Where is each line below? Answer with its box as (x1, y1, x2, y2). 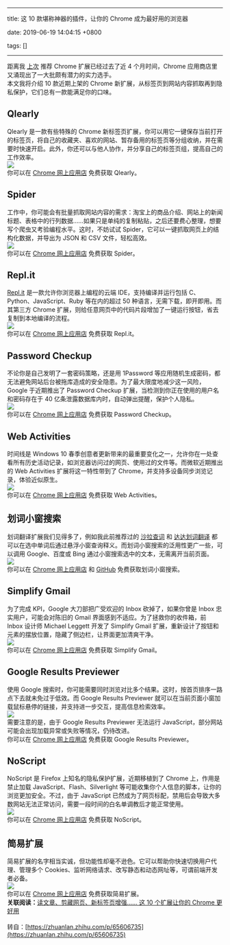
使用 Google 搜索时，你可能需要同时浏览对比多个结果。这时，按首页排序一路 (7, 685, 223, 694)
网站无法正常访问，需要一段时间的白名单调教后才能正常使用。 (12, 800, 187, 808)
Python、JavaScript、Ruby (7, 297, 84, 306)
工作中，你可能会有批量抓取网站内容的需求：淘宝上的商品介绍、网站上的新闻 (7, 207, 223, 216)
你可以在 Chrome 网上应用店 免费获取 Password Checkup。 (7, 410, 176, 419)
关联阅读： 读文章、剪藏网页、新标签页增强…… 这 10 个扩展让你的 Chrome (7, 898, 215, 907)
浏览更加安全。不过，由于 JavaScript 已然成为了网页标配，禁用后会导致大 (7, 791, 215, 800)
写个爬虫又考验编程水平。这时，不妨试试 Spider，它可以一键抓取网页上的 (7, 225, 214, 234)
